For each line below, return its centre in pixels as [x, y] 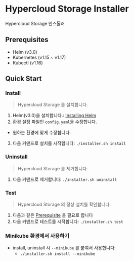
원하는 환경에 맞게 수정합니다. [42, 133]
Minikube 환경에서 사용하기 [37, 236]
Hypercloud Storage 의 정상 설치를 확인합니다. [64, 204]
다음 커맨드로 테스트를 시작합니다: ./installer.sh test [68, 221]
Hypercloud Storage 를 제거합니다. [53, 168]
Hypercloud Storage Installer [67, 9]
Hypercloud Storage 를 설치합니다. [53, 105]
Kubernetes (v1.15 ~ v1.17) [39, 57]
